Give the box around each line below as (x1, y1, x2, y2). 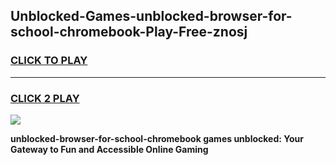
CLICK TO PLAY (10, 54, 88, 68)
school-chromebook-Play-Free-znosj (10, 24, 248, 41)
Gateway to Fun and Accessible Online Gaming (10, 143, 209, 155)
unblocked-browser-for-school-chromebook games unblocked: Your (10, 132, 304, 144)
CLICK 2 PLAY (10, 91, 80, 105)
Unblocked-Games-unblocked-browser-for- (10, 8, 293, 25)
